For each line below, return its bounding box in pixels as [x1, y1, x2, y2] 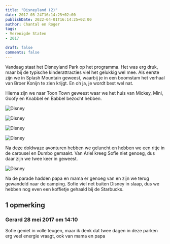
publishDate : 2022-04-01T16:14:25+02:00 [5, 17, 92, 22]
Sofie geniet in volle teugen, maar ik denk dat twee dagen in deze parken [5, 228, 158, 234]
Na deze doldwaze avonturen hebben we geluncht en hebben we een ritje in [5, 145, 165, 151]
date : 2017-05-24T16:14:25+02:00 [5, 12, 76, 17]
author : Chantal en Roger [5, 21, 60, 27]
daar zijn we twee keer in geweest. [5, 155, 78, 161]
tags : [5, 26, 17, 32]
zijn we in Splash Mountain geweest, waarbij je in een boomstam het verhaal [5, 74, 165, 80]
